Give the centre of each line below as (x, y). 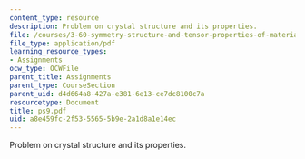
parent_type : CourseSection (63, 85)
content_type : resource (54, 18)
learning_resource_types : (58, 52)
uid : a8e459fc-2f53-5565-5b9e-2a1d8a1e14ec (93, 119)
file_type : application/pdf (63, 43)
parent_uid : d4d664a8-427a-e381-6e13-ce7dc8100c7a (107, 94)
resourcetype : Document (54, 102)
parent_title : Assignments (60, 77)
